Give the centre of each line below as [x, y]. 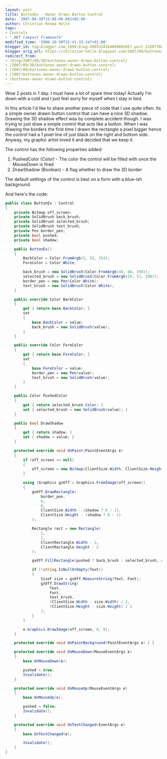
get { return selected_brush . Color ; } [63, 405]
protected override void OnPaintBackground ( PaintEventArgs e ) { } [84, 643]
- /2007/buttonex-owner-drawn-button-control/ [54, 75]
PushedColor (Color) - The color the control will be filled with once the [84, 159]
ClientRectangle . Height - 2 [70, 547]
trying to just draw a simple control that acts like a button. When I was [77, 124]
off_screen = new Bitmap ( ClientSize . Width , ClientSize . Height [97, 469]
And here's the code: [27, 194]
